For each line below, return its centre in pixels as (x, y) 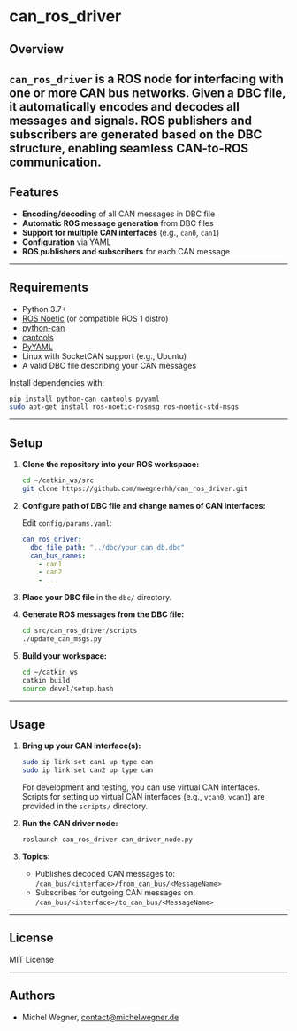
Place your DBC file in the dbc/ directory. (97, 598)
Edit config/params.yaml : (67, 523)
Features (34, 192)
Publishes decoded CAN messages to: (105, 873)
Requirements (49, 288)
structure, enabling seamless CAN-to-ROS (129, 148)
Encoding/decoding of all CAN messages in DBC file (118, 214)
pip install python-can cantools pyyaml (85, 399)
